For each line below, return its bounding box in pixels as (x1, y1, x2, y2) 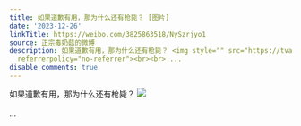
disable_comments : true (9, 63, 99, 72)
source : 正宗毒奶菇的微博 (9, 38, 96, 47)
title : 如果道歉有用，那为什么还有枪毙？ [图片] (9, 13, 170, 22)
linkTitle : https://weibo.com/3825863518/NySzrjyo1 (9, 29, 206, 38)
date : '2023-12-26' (9, 21, 82, 30)
